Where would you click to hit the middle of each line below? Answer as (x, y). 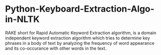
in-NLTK (22, 19)
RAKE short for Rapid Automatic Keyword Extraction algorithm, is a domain (81, 33)
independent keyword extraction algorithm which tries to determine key (78, 38)
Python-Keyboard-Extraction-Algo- (80, 9)
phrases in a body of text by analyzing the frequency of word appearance (80, 43)
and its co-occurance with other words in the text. (56, 48)
